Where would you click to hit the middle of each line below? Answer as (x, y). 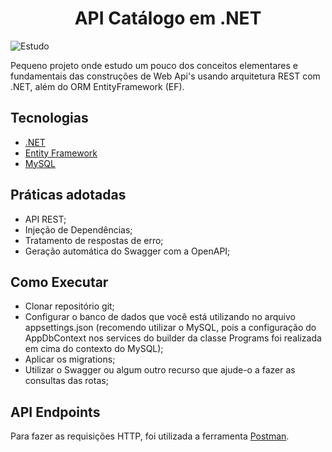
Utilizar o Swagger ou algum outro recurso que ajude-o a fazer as (160, 370)
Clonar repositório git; (69, 306)
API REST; (45, 219)
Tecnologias (49, 118)
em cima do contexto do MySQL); (94, 349)
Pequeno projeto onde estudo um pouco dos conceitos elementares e (154, 65)
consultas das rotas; (66, 381)
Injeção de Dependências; (78, 229)
